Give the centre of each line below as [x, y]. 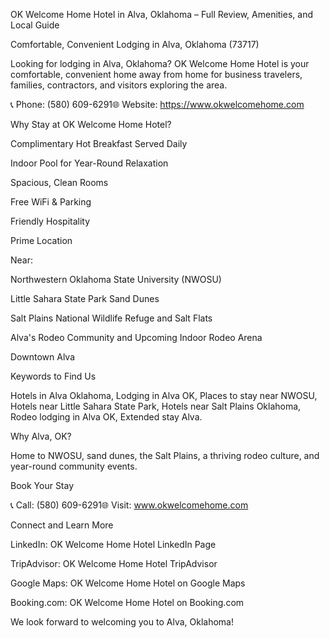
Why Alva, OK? [41, 436]
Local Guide [35, 25]
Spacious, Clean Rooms [59, 182]
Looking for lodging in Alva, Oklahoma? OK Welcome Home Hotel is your [160, 63]
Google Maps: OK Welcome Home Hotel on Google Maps [128, 583]
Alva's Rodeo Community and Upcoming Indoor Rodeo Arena [136, 337]
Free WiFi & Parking [51, 202]
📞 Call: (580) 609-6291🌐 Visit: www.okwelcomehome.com [129, 505]
